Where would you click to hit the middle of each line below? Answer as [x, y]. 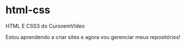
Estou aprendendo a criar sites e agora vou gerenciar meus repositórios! [93, 37]
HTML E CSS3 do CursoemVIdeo [45, 26]
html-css [28, 10]
